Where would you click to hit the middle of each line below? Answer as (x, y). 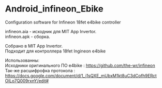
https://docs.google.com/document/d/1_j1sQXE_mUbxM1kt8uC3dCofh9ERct (81, 75)
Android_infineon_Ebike (54, 9)
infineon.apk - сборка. (28, 37)
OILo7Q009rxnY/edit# (27, 81)
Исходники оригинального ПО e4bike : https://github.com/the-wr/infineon (80, 65)
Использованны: (22, 60)
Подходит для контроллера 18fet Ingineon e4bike (55, 51)
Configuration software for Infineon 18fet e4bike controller (63, 22)
